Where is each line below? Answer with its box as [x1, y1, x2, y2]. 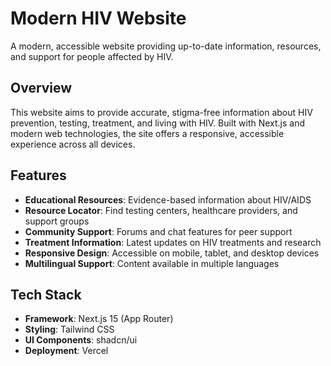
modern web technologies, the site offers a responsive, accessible [10, 127, 285, 139]
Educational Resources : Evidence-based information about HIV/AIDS [24, 193, 312, 206]
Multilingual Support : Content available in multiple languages [24, 257, 280, 269]
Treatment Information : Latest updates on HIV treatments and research [24, 236, 322, 248]
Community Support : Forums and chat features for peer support [24, 225, 293, 237]
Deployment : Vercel [24, 345, 109, 357]
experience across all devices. [10, 138, 136, 150]
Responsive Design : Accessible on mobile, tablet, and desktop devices [24, 247, 320, 259]
